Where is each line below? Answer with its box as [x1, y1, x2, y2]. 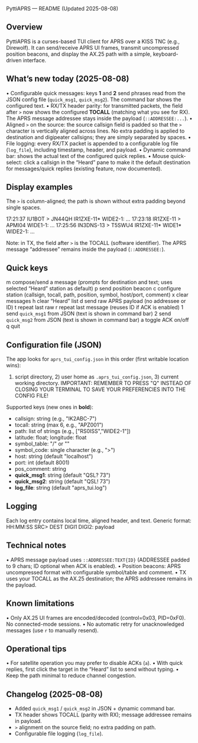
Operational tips [6, 644, 67, 654]
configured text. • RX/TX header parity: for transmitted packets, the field [6, 102, 183, 109]
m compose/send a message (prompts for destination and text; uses [6, 279, 173, 286]
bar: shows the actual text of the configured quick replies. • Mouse [6, 152, 170, 159]
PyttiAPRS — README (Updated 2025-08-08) [6, 5, 119, 12]
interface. [22, 56, 47, 64]
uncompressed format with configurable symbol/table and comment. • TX [6, 568, 187, 576]
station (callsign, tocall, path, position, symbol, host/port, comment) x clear [6, 291, 189, 298]
